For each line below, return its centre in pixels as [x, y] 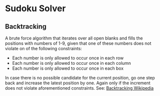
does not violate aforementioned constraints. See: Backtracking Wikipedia [79, 88]
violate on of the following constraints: [43, 48]
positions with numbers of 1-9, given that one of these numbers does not [78, 43]
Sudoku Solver [35, 9]
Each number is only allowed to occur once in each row [68, 58]
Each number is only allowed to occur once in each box [68, 68]
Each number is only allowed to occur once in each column [71, 63]
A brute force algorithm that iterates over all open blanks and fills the [74, 38]
